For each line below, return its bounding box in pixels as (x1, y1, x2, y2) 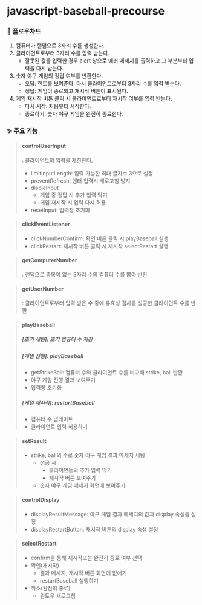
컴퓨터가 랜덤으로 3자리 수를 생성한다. (15, 42, 105, 49)
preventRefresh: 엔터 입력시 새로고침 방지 (30, 177, 131, 184)
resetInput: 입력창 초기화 (30, 206, 90, 214)
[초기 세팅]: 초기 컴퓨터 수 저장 (21, 336, 93, 343)
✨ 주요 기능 (7, 127, 38, 135)
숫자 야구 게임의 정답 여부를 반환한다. (15, 72, 103, 79)
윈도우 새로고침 (39, 592, 76, 599)
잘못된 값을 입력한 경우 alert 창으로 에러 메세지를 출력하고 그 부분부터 (24, 57, 188, 64)
